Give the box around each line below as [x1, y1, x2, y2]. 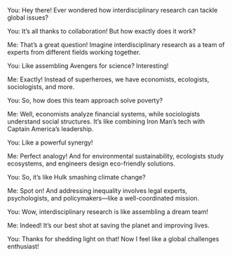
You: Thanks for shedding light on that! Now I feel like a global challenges [7, 235, 219, 243]
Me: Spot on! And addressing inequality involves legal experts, [7, 187, 188, 195]
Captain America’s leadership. [7, 125, 94, 133]
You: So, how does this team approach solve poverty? [7, 96, 163, 105]
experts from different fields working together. [7, 48, 141, 56]
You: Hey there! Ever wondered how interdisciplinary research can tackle [7, 6, 218, 14]
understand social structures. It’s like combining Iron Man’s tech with [7, 117, 205, 126]
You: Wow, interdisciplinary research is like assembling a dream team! [7, 208, 209, 216]
